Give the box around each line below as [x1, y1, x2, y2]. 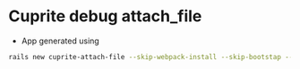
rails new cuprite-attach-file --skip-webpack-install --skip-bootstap [8, 52, 281, 61]
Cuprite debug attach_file [8, 6, 202, 27]
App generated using [21, 35, 99, 46]
